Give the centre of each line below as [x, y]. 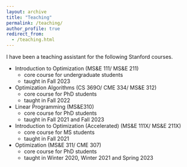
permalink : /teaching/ [34, 23]
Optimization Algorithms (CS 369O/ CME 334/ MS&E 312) [86, 87]
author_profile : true [33, 29]
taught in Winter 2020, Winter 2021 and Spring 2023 [89, 158]
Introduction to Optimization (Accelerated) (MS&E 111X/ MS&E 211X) [98, 126]
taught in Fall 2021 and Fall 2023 [64, 120]
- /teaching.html [33, 40]
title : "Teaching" [29, 17]
